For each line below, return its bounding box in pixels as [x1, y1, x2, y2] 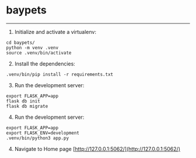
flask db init [6, 98, 41, 104]
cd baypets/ [6, 39, 35, 46]
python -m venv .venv [6, 44, 59, 50]
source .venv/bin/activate [6, 50, 72, 56]
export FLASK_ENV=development [6, 130, 80, 136]
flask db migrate [6, 103, 48, 109]
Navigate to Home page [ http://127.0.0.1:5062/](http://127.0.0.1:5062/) [14, 145, 181, 152]
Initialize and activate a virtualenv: [14, 28, 96, 35]
